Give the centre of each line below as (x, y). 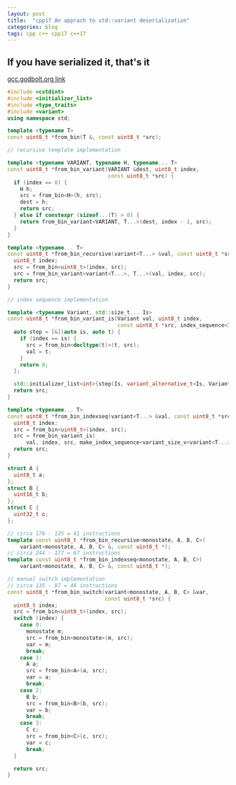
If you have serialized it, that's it (79, 62)
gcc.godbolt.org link (37, 79)
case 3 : (31, 723)
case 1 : (31, 657)
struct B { (23, 488)
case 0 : (31, 625)
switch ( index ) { (39, 618)
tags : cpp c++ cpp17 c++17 (47, 33)
